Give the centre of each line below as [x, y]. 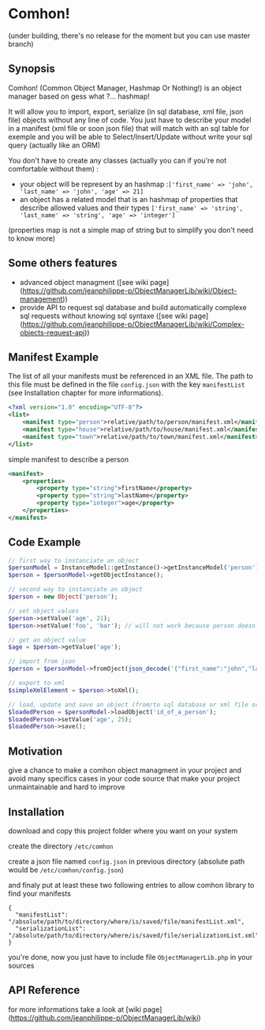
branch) [21, 43]
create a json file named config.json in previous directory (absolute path [127, 861]
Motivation [35, 751]
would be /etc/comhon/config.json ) [66, 870]
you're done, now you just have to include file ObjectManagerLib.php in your [131, 957]
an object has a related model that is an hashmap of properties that [129, 199]
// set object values [44, 611]
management [41, 299]
